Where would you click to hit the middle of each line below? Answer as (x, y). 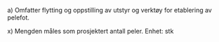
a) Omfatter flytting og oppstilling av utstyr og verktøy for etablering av (109, 10)
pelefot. (19, 17)
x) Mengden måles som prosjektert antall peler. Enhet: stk (91, 31)
